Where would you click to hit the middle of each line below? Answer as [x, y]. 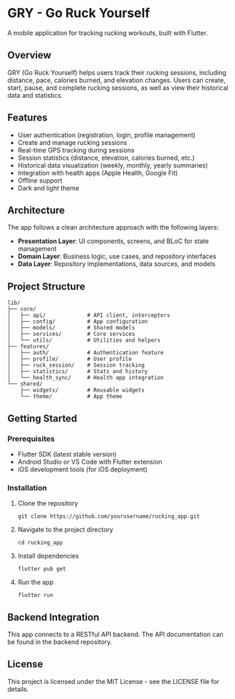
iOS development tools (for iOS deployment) [83, 469]
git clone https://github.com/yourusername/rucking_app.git [109, 516]
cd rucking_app [40, 543]
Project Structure [46, 286]
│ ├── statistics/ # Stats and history [78, 372]
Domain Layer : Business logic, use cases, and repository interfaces [117, 256]
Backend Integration [53, 617]
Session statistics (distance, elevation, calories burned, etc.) [106, 158]
